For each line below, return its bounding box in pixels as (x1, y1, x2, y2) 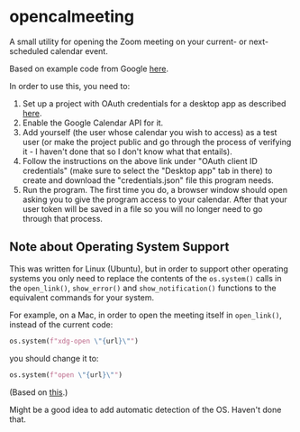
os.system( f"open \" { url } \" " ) (9, 370, 123, 380)
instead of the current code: (9, 318, 114, 330)
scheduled (9, 45, 49, 56)
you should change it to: (9, 353, 99, 363)
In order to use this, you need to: (9, 80, 131, 91)
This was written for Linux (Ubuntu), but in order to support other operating (9, 263, 288, 274)
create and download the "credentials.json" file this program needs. (22, 174, 275, 186)
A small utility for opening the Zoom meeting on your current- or (9, 36, 248, 47)
